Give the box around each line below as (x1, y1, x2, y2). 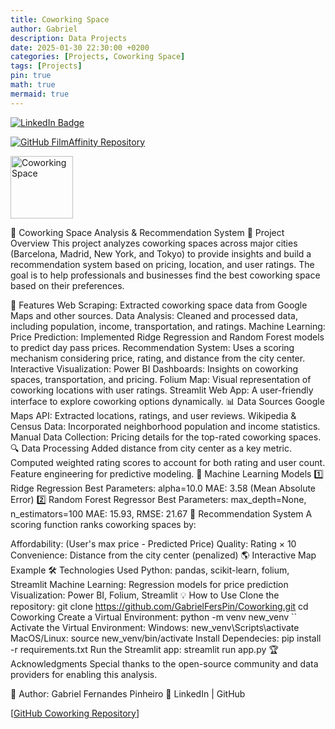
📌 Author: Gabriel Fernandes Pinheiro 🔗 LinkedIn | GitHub (10, 687, 246, 700)
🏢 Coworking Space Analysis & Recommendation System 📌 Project (10, 226, 285, 238)
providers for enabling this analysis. (10, 668, 158, 680)
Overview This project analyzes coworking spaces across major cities (10, 237, 298, 249)
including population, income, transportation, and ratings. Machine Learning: (10, 320, 326, 332)
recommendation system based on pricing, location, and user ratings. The (10, 258, 315, 270)
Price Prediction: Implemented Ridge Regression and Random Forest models (10, 331, 325, 343)
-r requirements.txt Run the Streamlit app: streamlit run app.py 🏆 (10, 643, 279, 655)
